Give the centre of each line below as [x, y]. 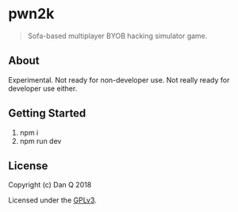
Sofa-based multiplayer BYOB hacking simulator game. [117, 36]
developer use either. [43, 88]
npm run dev [40, 141]
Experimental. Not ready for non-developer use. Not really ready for [119, 79]
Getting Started [47, 113]
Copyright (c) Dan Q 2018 [50, 185]
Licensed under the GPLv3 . [52, 200]
